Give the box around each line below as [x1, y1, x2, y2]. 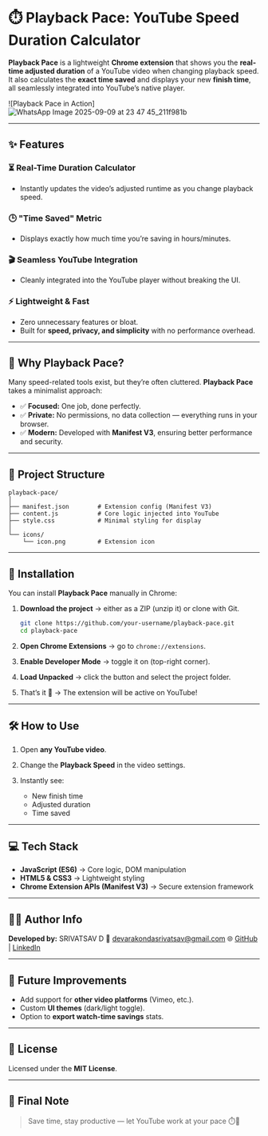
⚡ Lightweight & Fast [8, 296, 90, 307]
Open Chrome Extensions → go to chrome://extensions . [19, 641, 206, 650]
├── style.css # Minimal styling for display [8, 517, 202, 525]
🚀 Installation [8, 567, 75, 581]
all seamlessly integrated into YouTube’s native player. [8, 83, 186, 93]
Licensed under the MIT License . [8, 1063, 118, 1073]
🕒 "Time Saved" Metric [8, 212, 102, 223]
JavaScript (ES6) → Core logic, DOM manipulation [19, 865, 187, 874]
